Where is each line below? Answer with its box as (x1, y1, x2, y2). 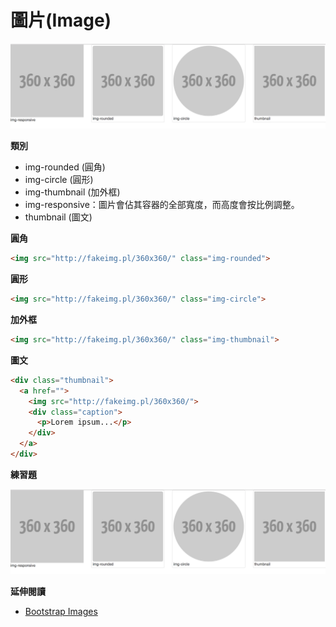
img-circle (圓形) (24, 174, 94, 186)
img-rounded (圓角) (24, 161, 106, 173)
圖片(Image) (10, 9, 112, 32)
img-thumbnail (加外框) (24, 186, 121, 198)
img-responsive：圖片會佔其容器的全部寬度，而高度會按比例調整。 (24, 199, 300, 211)
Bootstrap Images (24, 606, 98, 618)
